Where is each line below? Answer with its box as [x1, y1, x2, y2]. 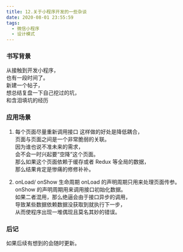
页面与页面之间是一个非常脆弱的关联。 [14, 136, 110, 143]
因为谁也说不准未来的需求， [14, 143, 84, 150]
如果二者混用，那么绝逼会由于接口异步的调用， [14, 193, 131, 200]
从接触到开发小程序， [6, 67, 59, 74]
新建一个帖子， [6, 82, 43, 89]
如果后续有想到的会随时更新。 [6, 239, 80, 247]
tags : [6, 20, 20, 26]
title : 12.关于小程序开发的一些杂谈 [6, 8, 87, 15]
